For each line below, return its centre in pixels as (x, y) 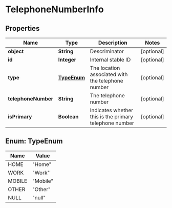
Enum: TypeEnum (34, 141)
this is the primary (111, 117)
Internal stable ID (110, 60)
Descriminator (107, 51)
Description (113, 43)
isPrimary (20, 117)
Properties (23, 28)
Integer (67, 60)
